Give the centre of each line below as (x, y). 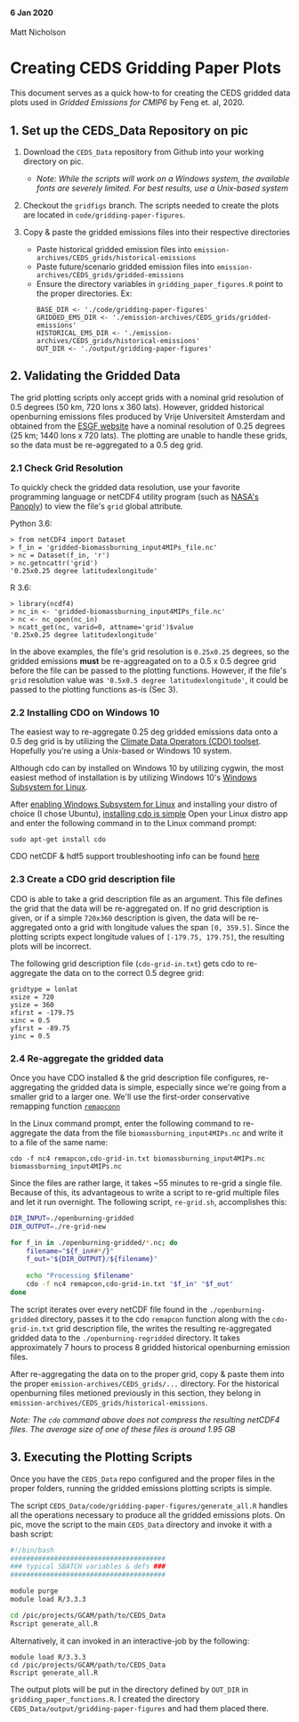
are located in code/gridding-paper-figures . (104, 215)
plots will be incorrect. (51, 946)
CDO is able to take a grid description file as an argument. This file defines (146, 898)
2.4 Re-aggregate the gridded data (87, 1058)
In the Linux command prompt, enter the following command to (125, 1123)
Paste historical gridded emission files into (114, 249)
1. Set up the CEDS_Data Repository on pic (129, 131)
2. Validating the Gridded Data (95, 376)
